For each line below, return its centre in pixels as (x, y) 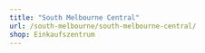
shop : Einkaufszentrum (52, 34)
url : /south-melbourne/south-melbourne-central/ (103, 26)
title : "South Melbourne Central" (75, 18)
